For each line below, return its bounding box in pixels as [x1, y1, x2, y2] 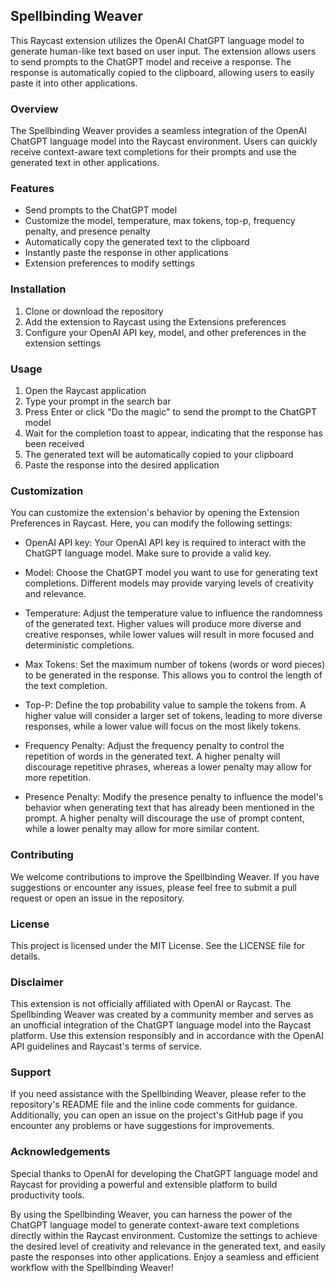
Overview [10, 102, 59, 116]
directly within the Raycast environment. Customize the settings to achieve [10, 1229, 318, 1241]
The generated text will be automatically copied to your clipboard [24, 449, 294, 460]
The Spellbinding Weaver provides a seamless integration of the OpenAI [10, 125, 308, 137]
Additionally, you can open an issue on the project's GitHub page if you [10, 1109, 303, 1121]
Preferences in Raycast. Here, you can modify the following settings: [10, 517, 293, 529]
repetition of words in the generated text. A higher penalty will [24, 750, 281, 763]
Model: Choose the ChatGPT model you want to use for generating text [24, 567, 318, 579]
